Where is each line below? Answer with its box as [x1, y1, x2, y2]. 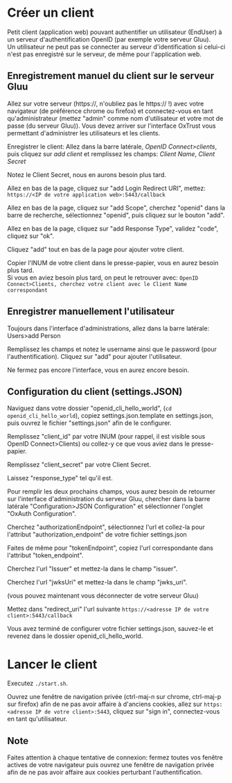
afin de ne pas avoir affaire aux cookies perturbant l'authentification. [7, 768, 203, 777]
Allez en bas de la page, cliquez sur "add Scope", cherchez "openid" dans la [7, 203, 226, 212]
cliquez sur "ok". [7, 231, 54, 240]
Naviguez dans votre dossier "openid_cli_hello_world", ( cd [7, 404, 172, 412]
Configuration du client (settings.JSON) [7, 385, 183, 397]
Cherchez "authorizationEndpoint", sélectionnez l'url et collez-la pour [7, 523, 206, 532]
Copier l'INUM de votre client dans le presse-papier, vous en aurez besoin [7, 258, 219, 267]
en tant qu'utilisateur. [7, 715, 68, 723]
